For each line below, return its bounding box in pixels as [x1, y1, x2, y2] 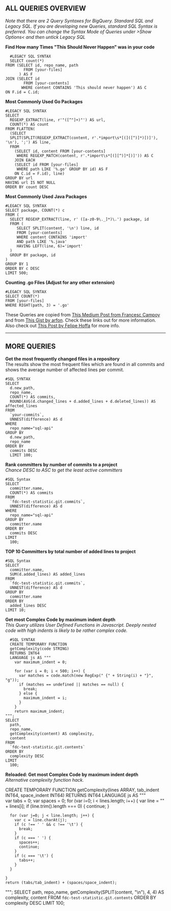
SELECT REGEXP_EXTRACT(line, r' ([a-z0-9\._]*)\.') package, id [10, 217, 149, 222]
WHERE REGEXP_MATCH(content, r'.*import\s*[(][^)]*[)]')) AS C [16, 153, 154, 158]
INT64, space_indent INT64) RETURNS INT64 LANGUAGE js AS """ [5, 792, 146, 798]
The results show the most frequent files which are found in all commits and [5, 361, 164, 367]
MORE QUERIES [5, 342, 56, 351]
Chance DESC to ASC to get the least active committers [5, 467, 123, 473]
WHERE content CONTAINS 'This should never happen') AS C [21, 85, 147, 90]
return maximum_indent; [14, 709, 65, 714]
